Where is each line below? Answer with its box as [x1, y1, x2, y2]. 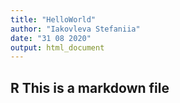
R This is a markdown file [10, 79, 170, 96]
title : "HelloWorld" [10, 14, 97, 25]
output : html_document [10, 42, 105, 53]
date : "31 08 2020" [10, 33, 92, 43]
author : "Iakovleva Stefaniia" [10, 24, 141, 34]
